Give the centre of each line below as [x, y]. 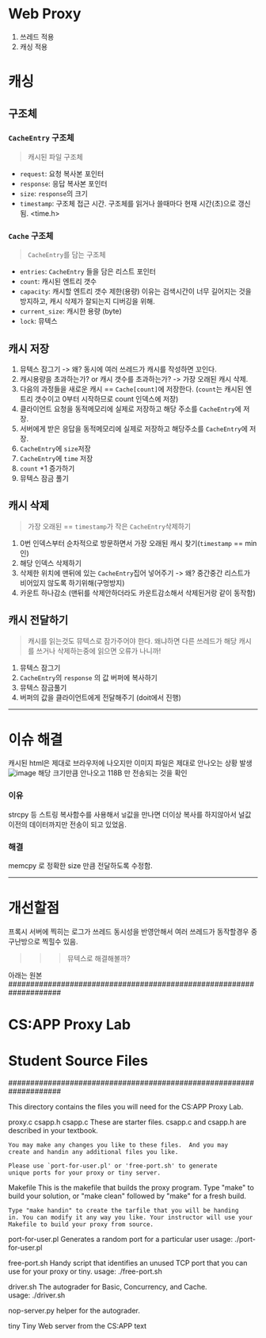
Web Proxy [45, 14]
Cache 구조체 [31, 236]
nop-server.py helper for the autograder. [74, 1311]
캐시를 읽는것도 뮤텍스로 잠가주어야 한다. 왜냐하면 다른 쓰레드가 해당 [132, 640]
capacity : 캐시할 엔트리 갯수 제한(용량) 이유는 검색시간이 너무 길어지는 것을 [135, 291]
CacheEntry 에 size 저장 [55, 448]
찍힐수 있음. [60, 942]
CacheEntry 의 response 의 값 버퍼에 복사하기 [89, 677]
